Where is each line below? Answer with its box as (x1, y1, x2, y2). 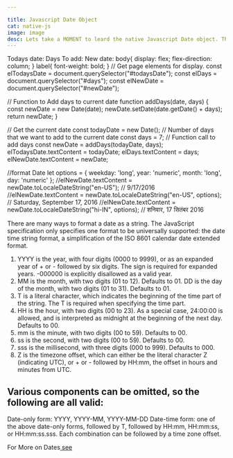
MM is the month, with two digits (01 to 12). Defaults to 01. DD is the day (17, 277, 223, 285)
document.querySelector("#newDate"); (7, 84, 120, 92)
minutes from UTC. (17, 366, 72, 374)
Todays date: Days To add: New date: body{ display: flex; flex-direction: (7, 55, 213, 63)
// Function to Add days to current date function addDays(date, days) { (7, 98, 209, 106)
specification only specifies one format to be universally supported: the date (7, 227, 225, 235)
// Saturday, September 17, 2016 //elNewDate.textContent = (7, 198, 176, 207)
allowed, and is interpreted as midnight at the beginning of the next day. (17, 314, 223, 323)
